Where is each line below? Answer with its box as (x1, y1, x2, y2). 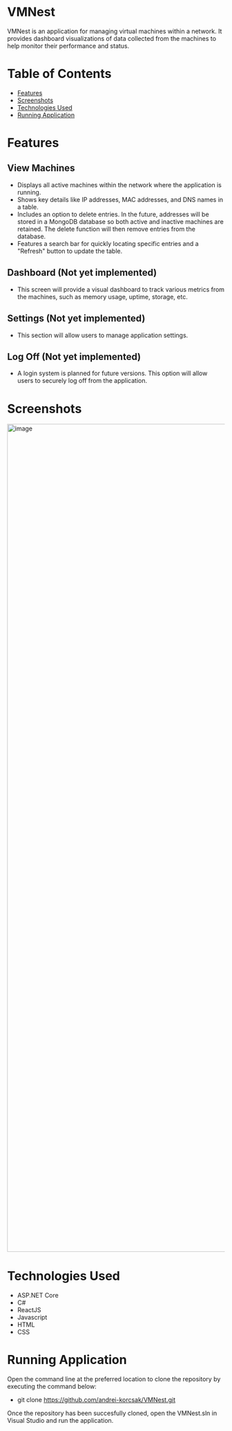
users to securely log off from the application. (17, 377, 147, 385)
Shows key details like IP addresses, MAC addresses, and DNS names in (17, 195, 224, 204)
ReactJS (17, 1306, 41, 1314)
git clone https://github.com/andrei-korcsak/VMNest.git (17, 1396, 176, 1404)
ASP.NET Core (17, 1291, 59, 1300)
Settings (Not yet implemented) (7, 312, 146, 325)
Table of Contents (7, 66, 112, 82)
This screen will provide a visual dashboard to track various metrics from (17, 285, 225, 294)
